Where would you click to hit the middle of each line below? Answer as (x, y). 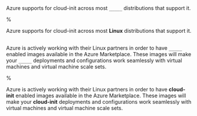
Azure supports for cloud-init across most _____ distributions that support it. (98, 8)
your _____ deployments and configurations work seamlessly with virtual (94, 60)
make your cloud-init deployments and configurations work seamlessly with (99, 101)
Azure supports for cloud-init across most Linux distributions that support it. (99, 31)
